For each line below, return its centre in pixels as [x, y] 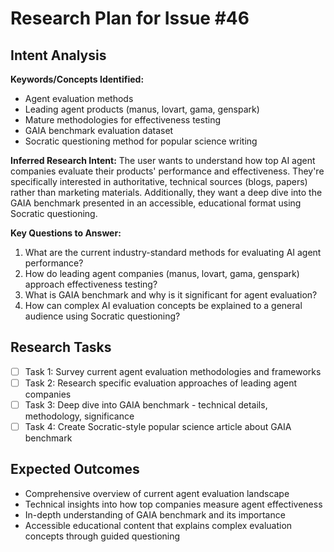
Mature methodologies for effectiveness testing [123, 120]
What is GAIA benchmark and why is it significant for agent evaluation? [171, 295]
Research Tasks [61, 347]
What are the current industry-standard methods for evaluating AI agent [173, 252]
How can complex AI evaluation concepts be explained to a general [163, 305]
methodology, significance [79, 416]
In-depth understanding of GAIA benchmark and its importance [155, 514]
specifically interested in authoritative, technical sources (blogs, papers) [159, 181]
